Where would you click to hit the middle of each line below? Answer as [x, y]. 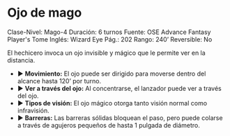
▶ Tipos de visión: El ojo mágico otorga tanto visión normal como [112, 103]
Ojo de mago [45, 13]
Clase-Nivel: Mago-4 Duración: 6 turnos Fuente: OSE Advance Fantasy [109, 32]
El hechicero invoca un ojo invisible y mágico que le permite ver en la [106, 53]
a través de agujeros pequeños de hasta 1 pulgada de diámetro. [108, 125]
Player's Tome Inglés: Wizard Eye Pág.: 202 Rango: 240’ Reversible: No [110, 39]
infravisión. [33, 110]
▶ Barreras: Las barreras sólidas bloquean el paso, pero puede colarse [120, 118]
